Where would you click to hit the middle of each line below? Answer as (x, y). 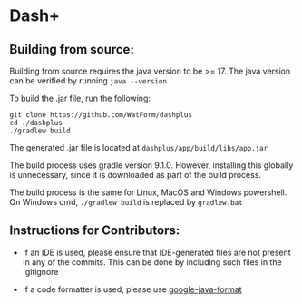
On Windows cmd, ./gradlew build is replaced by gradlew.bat (126, 202)
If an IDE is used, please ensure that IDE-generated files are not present (157, 252)
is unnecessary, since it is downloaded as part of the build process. (135, 175)
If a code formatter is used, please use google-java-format (132, 289)
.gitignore (40, 271)
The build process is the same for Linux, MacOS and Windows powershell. (148, 192)
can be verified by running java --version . (89, 81)
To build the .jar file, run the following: (80, 98)
